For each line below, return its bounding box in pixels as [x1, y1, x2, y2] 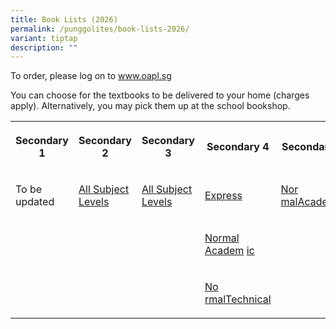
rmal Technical [204, 292, 272, 306]
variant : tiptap [10, 33, 78, 43]
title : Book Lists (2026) [10, 14, 118, 25]
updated [15, 195, 55, 209]
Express [204, 189, 243, 203]
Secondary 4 [206, 140, 270, 154]
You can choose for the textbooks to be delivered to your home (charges [10, 89, 310, 101]
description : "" [10, 42, 78, 53]
